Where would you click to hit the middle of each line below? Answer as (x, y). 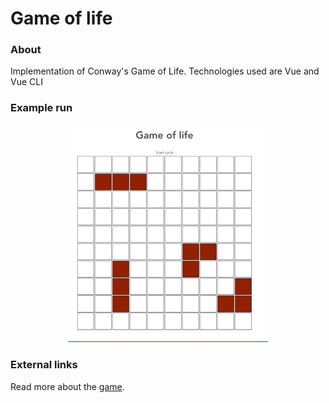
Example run (41, 108)
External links (44, 365)
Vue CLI (26, 82)
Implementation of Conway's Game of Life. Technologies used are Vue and (165, 71)
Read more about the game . (67, 386)
